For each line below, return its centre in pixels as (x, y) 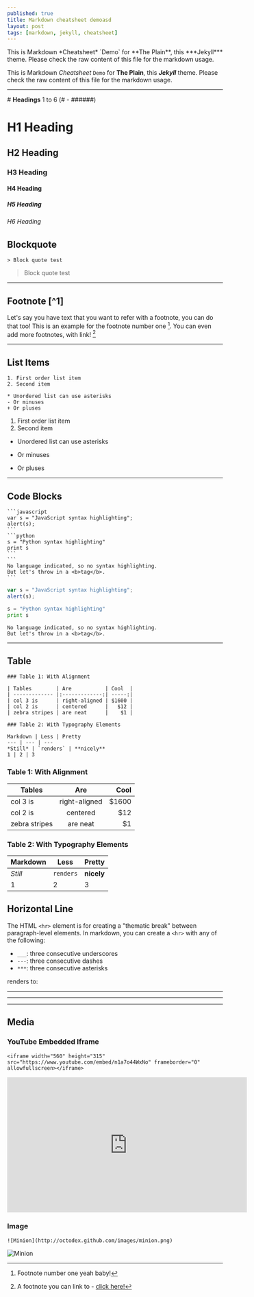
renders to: (23, 981)
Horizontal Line (40, 909)
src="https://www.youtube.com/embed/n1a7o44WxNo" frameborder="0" (104, 1062)
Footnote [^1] (35, 301)
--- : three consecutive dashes (60, 961)
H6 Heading (24, 222)
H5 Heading (25, 204)
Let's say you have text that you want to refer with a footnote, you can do (110, 318)
